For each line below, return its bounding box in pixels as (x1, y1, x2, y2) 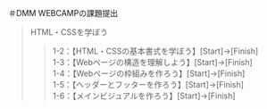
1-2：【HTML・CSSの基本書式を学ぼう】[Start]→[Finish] (52, 46, 259, 56)
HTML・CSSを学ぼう (29, 27, 108, 38)
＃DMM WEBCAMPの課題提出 (8, 8, 118, 18)
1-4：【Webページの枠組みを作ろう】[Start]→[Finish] (52, 68, 246, 79)
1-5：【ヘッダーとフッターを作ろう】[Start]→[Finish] (52, 80, 245, 89)
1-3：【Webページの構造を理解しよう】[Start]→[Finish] (52, 57, 254, 67)
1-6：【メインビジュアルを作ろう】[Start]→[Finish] (52, 90, 236, 101)
